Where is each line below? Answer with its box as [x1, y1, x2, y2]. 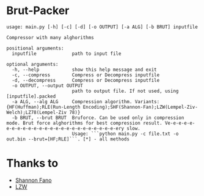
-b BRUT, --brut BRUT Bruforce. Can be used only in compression [12, 114, 184, 121]
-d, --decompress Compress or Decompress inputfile [12, 77, 160, 83]
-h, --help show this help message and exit [12, 67, 157, 73]
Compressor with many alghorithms [6, 34, 95, 40]
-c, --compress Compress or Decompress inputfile [12, 71, 160, 78]
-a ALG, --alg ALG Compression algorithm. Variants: [12, 98, 160, 104]
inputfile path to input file [12, 50, 122, 57]
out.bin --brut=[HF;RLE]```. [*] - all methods [6, 136, 130, 142]
